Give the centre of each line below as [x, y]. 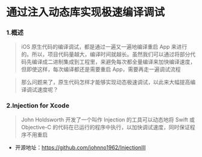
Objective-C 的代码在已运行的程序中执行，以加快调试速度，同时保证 [105, 127]
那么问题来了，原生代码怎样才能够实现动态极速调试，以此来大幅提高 [106, 82]
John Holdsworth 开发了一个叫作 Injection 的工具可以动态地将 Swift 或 [108, 119]
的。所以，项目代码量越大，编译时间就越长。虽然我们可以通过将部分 [106, 54]
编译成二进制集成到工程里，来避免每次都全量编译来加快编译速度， [114, 62]
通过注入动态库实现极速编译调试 [86, 12]
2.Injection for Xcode [38, 106]
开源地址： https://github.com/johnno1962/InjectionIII [80, 147]
